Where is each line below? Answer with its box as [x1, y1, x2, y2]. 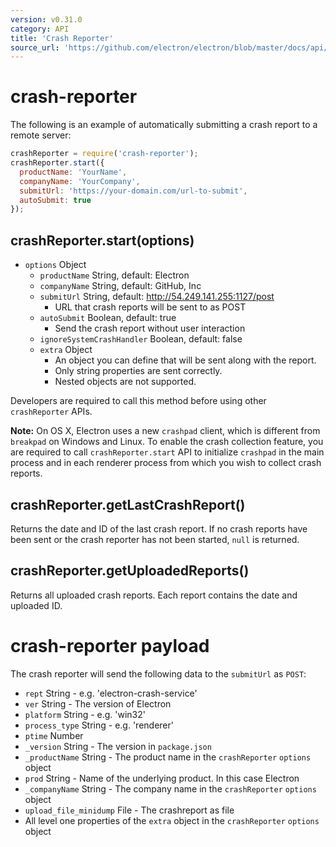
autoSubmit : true [19, 195, 92, 205]
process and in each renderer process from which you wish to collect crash [10, 457, 322, 469]
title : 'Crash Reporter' [10, 33, 114, 43]
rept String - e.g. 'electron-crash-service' [24, 687, 198, 699]
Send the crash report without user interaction [54, 322, 246, 335]
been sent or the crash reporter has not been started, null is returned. [10, 533, 300, 545]
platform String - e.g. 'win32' [24, 708, 146, 720]
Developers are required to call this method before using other [10, 395, 267, 407]
